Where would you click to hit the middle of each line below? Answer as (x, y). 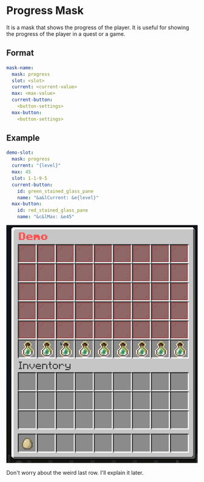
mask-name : (20, 67)
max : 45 (22, 172)
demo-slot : (20, 153)
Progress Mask (45, 11)
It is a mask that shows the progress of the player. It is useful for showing (98, 27)
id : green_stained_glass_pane (56, 191)
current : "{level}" (36, 166)
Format (20, 53)
